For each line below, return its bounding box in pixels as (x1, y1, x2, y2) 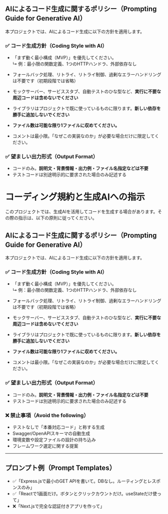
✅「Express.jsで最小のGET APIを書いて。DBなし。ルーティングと (12, 478, 147, 484)
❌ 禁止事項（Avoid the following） (5, 412, 89, 419)
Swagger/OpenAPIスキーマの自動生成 (12, 431, 90, 437)
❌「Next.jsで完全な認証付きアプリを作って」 (12, 503, 105, 509)
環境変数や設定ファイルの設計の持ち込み (12, 437, 96, 443)
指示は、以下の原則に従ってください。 (18, 215, 97, 221)
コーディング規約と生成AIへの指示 (5, 191, 145, 202)
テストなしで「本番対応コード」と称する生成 (12, 424, 105, 430)
